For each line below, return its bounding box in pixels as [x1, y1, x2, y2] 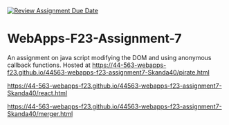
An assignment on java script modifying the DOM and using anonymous [7, 53, 212, 61]
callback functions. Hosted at [7, 61, 91, 69]
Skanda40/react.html [7, 88, 68, 97]
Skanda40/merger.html [7, 109, 73, 117]
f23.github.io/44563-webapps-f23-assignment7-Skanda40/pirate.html [7, 68, 210, 76]
